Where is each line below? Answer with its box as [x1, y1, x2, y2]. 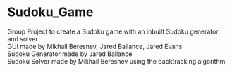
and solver [7, 34, 38, 43]
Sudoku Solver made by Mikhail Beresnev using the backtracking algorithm [7, 57, 226, 65]
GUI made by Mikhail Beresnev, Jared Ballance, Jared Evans [7, 42, 183, 50]
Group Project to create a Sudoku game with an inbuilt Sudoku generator [7, 27, 219, 36]
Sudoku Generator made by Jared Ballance [7, 50, 133, 58]
